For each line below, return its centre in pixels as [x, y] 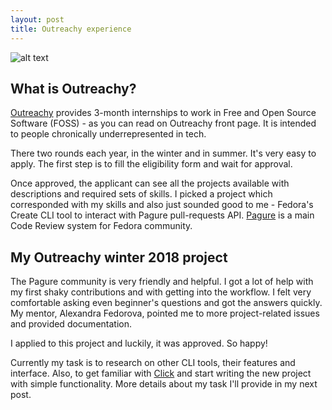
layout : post [37, 19]
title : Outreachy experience [71, 29]
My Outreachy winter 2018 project [119, 257]
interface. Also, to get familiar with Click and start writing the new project [161, 373]
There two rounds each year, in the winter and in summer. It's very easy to [163, 153]
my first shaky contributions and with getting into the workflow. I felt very [161, 292]
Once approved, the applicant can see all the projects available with [150, 183]
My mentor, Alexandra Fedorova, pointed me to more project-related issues [165, 313]
